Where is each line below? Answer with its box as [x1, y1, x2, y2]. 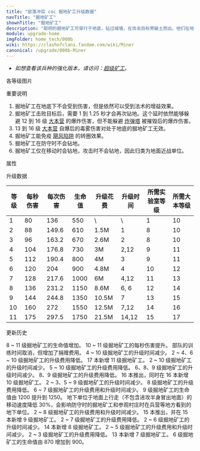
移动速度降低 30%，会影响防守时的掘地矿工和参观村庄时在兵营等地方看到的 [6, 401, 192, 408]
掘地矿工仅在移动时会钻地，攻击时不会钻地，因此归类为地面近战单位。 [14, 147, 187, 154]
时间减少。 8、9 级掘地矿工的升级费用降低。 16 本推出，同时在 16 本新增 [11, 371, 189, 378]
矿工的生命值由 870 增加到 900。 [6, 438, 87, 445]
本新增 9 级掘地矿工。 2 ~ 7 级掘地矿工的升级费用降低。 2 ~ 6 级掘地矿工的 [6, 416, 190, 423]
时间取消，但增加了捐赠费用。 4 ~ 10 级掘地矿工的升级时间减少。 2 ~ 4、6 [11, 349, 193, 356]
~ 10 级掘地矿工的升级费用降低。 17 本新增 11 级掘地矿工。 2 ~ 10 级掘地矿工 [6, 356, 192, 364]
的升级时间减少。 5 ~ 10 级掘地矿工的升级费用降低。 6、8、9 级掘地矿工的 [6, 364, 188, 371]
